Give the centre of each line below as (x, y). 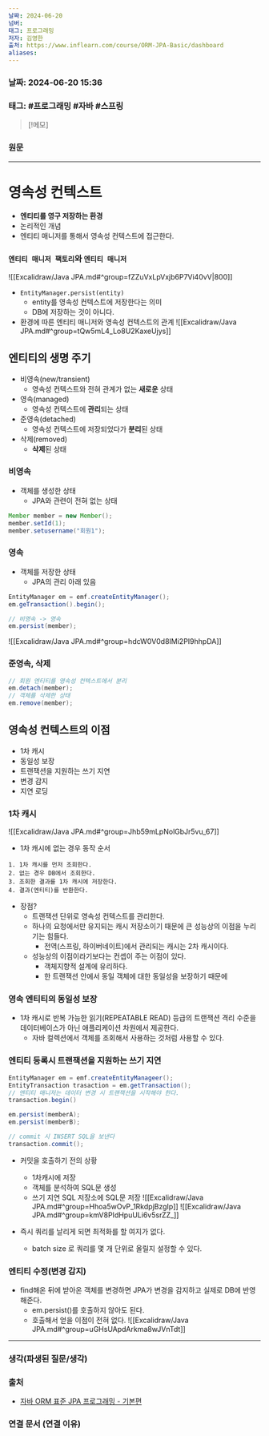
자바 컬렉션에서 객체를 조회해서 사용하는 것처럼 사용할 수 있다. (128, 1038)
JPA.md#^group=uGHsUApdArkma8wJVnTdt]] (108, 1329)
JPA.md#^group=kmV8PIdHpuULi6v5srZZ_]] (105, 1215)
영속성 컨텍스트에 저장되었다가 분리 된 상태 (97, 428)
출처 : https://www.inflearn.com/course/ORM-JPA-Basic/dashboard (116, 46)
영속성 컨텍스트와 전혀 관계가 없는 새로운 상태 (102, 388)
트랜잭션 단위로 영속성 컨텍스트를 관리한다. (98, 916)
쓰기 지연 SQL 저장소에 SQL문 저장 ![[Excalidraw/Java (118, 1197)
